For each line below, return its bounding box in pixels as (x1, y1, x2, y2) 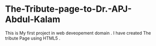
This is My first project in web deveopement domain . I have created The (5, 30, 151, 36)
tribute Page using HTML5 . (5, 35, 61, 41)
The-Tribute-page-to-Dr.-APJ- (5, 3, 132, 15)
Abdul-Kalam (5, 14, 61, 25)
